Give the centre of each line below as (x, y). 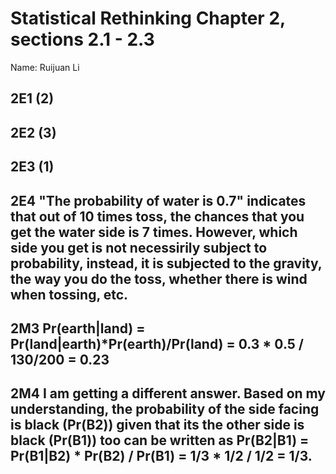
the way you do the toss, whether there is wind (159, 278)
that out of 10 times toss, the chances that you (157, 216)
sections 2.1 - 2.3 (82, 39)
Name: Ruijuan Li (45, 67)
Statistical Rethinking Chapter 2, (148, 18)
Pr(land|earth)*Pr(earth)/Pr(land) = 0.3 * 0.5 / (157, 343)
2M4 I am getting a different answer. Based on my (168, 393)
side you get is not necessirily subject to (139, 247)
